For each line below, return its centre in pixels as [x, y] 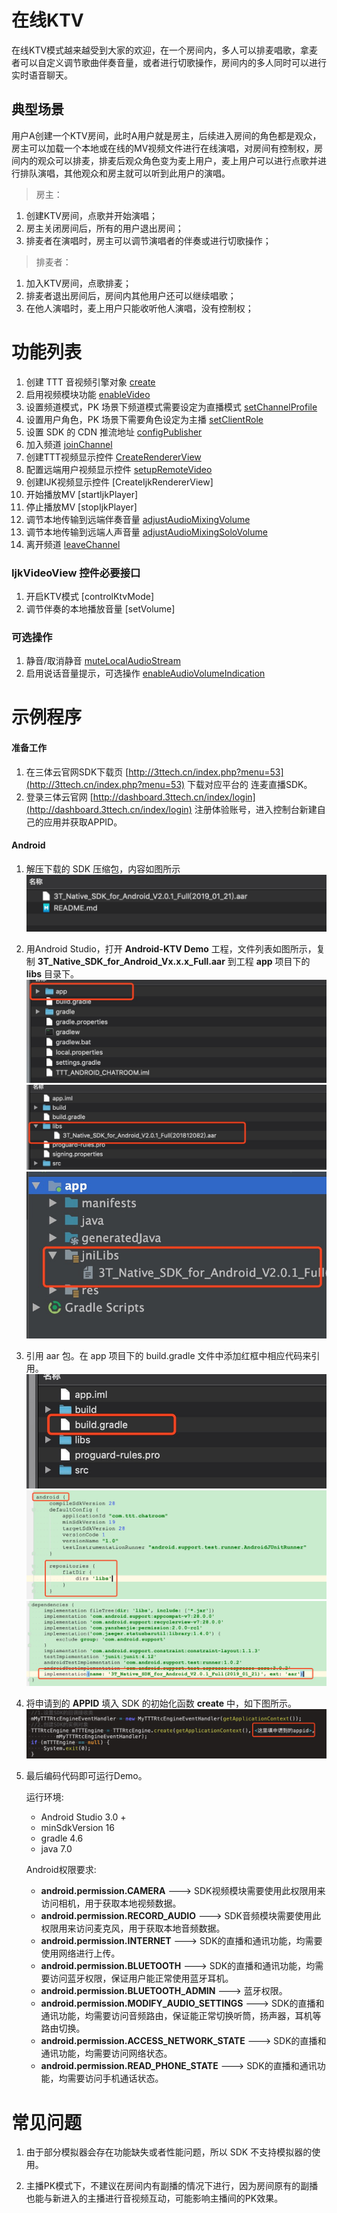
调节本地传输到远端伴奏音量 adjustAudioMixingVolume [138, 519]
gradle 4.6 [62, 1838]
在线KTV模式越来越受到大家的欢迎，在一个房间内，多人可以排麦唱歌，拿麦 [165, 50]
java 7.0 [56, 1849]
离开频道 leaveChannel [73, 544]
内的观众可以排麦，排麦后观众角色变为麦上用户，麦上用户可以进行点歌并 [168, 160]
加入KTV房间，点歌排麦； [78, 283]
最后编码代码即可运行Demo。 [86, 1776]
